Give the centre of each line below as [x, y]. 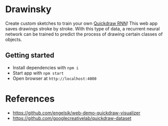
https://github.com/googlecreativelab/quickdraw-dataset [72, 118]
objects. [14, 39]
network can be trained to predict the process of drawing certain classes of [84, 34]
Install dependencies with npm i [46, 67]
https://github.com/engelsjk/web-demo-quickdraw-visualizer [76, 113]
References [30, 98]
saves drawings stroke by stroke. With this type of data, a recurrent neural [83, 28]
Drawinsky [28, 9]
